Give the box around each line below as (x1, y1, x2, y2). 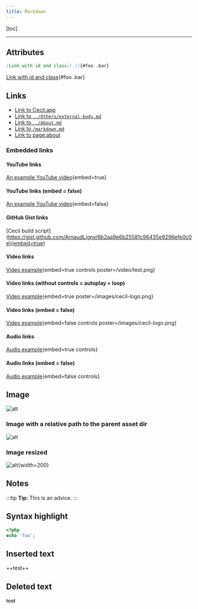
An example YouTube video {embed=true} (6, 174, 107, 181)
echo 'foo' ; (6, 532, 35, 538)
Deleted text (6, 581, 52, 591)
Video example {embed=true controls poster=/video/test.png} (6, 266, 156, 273)
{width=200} (18, 462, 49, 469)
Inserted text (6, 549, 55, 559)
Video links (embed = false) (6, 306, 75, 313)
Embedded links (6, 146, 54, 154)
